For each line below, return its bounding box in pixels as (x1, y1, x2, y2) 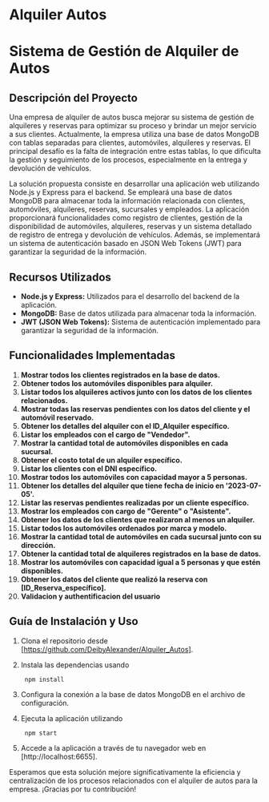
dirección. (20, 540, 56, 550)
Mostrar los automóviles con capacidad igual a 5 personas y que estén (20, 557, 261, 566)
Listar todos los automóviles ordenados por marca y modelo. (20, 523, 227, 533)
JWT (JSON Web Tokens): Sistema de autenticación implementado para (20, 317, 261, 326)
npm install (24, 675, 65, 683)
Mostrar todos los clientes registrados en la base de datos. (20, 370, 221, 380)
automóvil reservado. (20, 413, 94, 422)
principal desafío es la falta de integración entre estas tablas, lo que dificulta (9, 147, 261, 156)
